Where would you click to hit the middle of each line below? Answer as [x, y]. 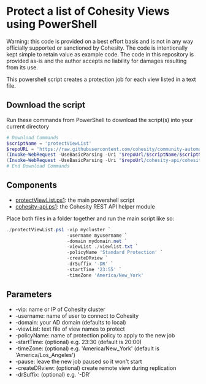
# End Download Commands [38, 166]
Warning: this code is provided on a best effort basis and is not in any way [100, 41]
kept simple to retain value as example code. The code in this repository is [100, 54]
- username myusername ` [97, 235]
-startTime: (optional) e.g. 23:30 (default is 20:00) [78, 342]
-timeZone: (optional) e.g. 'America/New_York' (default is [87, 348]
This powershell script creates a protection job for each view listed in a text [101, 79]
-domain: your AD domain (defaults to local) [71, 322]
